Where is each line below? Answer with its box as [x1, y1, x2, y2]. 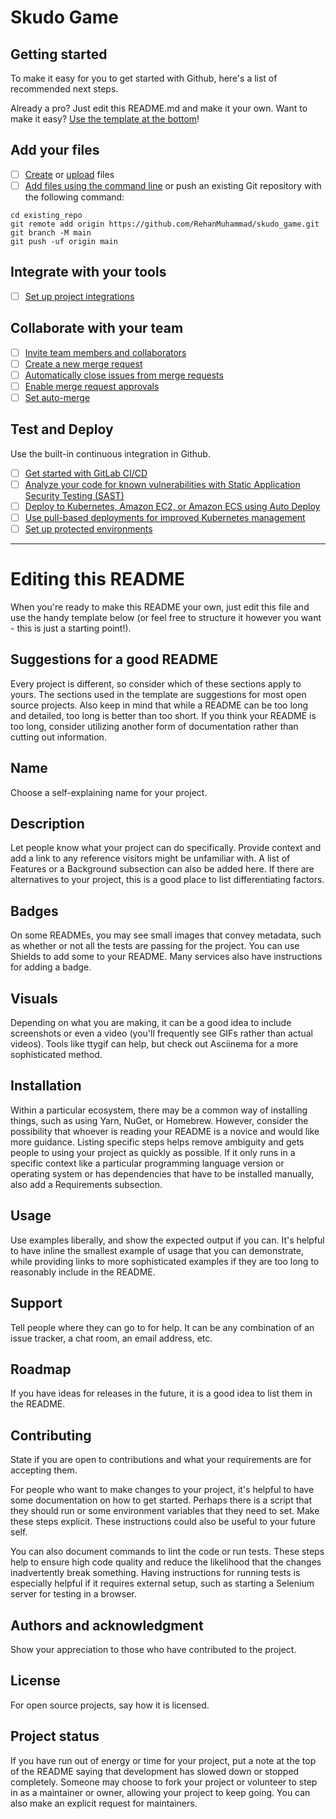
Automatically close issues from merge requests [24, 369, 224, 381]
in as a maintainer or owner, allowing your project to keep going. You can [10, 1786, 311, 1798]
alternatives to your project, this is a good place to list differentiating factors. [10, 874, 325, 886]
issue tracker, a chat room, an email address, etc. [10, 1332, 213, 1344]
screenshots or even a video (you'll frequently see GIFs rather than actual [10, 1027, 313, 1040]
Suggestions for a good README [10, 651, 219, 668]
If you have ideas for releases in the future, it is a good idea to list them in [10, 1387, 313, 1400]
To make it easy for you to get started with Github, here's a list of [10, 72, 278, 84]
